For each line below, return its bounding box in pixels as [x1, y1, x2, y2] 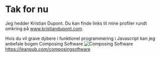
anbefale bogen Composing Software [5, 40, 83, 46]
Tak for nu [5, 4, 49, 15]
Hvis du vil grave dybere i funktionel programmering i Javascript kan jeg [5, 35, 155, 41]
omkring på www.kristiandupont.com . [5, 25, 84, 31]
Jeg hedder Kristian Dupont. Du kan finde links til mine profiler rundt [5, 20, 147, 26]
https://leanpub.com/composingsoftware [5, 46, 91, 52]
